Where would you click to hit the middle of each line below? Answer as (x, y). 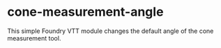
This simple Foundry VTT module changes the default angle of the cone (110, 31)
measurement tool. (34, 38)
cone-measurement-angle (85, 12)
